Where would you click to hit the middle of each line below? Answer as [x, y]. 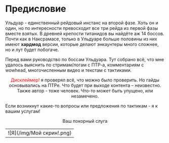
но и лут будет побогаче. [32, 50]
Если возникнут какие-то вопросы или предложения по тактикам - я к [81, 106]
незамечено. [85, 96]
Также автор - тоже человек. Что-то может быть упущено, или [85, 90]
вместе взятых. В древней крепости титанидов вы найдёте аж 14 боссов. [85, 33]
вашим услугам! [23, 111]
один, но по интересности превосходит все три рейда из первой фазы [82, 28]
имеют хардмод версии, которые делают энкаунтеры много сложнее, [82, 44]
